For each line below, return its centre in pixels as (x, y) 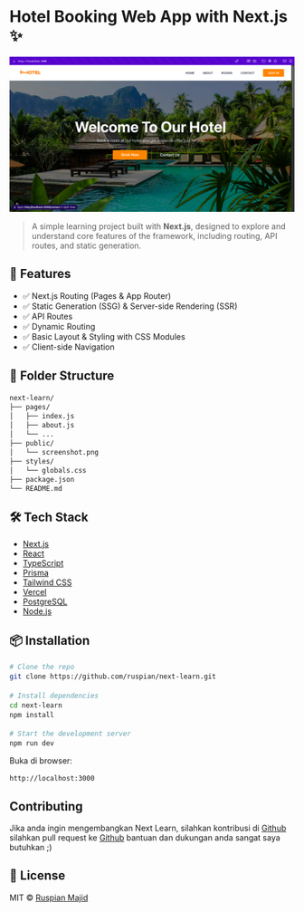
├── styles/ (32, 461)
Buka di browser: (41, 761)
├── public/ (32, 443)
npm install (32, 715)
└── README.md (36, 488)
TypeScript (43, 562)
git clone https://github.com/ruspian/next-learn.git (113, 677)
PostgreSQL (45, 601)
